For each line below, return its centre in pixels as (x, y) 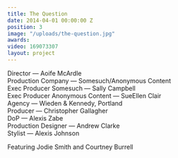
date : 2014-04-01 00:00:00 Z (50, 20)
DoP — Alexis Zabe (35, 118)
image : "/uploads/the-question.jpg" (61, 34)
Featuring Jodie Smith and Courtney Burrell (70, 147)
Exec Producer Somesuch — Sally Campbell (71, 88)
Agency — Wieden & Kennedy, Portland (65, 103)
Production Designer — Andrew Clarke (64, 126)
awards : (19, 40)
